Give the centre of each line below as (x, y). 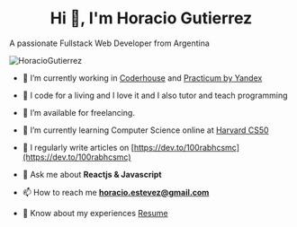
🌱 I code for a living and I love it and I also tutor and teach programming (155, 95)
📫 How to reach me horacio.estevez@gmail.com (116, 192)
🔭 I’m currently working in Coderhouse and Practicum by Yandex (142, 78)
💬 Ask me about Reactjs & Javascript (92, 174)
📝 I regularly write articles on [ (78, 147)
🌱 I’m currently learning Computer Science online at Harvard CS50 (145, 130)
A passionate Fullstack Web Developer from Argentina (109, 43)
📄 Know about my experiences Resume (95, 213)
